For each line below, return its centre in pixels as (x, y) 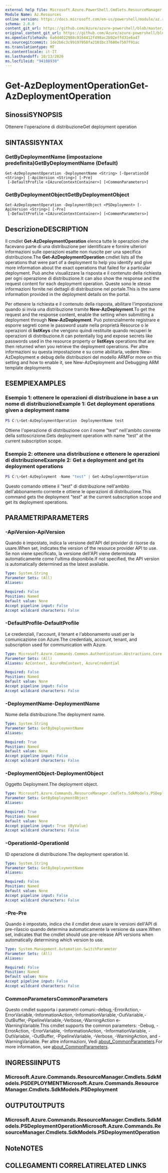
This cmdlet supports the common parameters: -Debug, (98, 1025)
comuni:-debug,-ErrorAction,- (110, 1010)
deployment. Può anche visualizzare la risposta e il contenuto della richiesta (83, 273)
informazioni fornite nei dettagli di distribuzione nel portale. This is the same (83, 289)
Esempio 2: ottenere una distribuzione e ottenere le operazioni (82, 454)
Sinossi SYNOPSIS (34, 115)
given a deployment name (37, 410)
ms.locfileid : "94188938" (32, 61)
